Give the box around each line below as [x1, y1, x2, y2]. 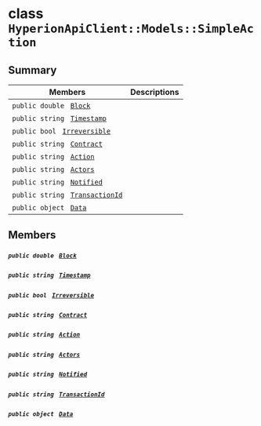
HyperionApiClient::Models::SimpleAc [8, 21, 255, 36]
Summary [8, 64, 57, 77]
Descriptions [130, 87, 179, 97]
